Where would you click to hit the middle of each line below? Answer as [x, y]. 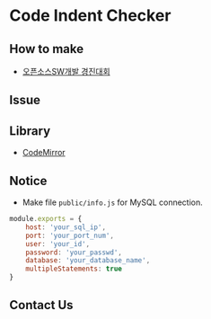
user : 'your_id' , [58, 244]
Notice [28, 181]
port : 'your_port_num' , [70, 235]
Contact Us [41, 305]
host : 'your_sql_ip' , [66, 227]
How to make [47, 49]
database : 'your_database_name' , [88, 261]
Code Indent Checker [90, 16]
